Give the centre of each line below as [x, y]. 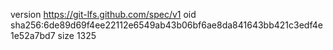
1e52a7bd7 [33, 35]
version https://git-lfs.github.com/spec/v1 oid [103, 14]
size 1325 [77, 35]
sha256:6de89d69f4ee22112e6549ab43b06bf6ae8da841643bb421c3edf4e [166, 25]
